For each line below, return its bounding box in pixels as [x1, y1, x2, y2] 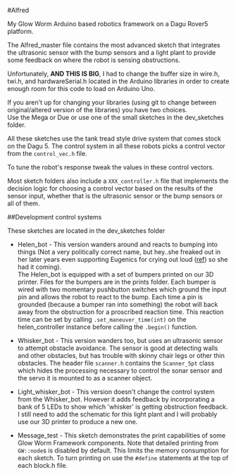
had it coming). [17, 263, 62, 271]
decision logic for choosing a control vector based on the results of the [7, 184, 213, 193]
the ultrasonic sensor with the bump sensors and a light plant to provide [7, 49, 216, 56]
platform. [7, 28, 34, 35]
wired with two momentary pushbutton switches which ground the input [17, 285, 227, 294]
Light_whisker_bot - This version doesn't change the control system [17, 387, 215, 396]
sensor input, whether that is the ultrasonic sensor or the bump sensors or [7, 192, 223, 200]
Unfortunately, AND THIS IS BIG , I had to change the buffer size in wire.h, [7, 70, 220, 78]
